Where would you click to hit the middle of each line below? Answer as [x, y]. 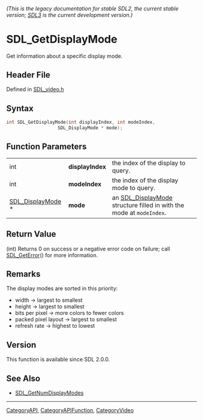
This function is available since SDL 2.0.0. [58, 360]
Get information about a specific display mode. [64, 56]
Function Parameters [47, 147]
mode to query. [134, 188]
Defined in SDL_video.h [35, 89]
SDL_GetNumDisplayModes [49, 393]
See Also [23, 378]
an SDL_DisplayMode [142, 197]
